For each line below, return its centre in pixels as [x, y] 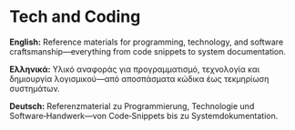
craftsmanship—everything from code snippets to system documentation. [148, 51]
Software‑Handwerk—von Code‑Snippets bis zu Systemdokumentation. [144, 115]
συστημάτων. [35, 88]
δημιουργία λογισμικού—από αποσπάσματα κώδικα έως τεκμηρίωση [139, 78]
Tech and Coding [75, 17]
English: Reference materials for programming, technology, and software [147, 42]
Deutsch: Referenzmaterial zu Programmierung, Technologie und [132, 105]
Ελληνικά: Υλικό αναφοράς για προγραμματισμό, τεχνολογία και [135, 69]
